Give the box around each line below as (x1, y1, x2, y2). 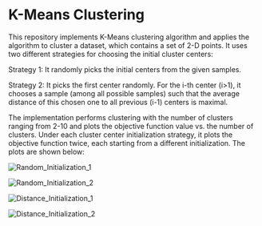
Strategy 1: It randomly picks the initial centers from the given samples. (8, 64, 242, 74)
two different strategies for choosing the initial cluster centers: (8, 49, 213, 59)
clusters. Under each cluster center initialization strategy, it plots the (8, 130, 233, 139)
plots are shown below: (8, 147, 85, 156)
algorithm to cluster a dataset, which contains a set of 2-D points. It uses (8, 40, 248, 50)
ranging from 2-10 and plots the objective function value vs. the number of (8, 121, 254, 131)
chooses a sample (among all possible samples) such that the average (8, 88, 240, 98)
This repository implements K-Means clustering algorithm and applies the (8, 32, 250, 42)
